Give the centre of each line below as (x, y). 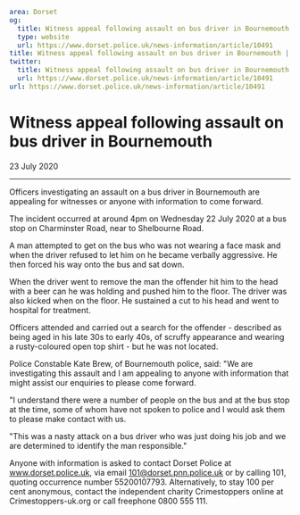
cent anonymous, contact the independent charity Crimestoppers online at (146, 491)
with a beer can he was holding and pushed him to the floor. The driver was (148, 291)
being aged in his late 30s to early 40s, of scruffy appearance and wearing (147, 336)
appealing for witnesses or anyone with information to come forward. (136, 201)
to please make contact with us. (68, 419)
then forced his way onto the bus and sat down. (97, 264)
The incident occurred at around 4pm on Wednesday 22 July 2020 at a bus (148, 219)
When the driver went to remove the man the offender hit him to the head (144, 281)
